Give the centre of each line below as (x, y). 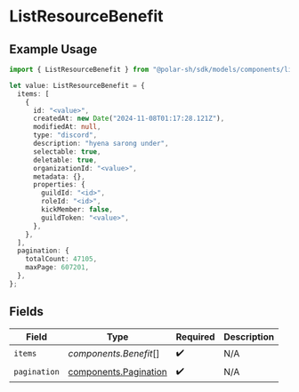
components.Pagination (117, 372)
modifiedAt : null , (67, 127)
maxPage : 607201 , (57, 268)
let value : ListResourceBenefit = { (77, 85)
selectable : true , (67, 152)
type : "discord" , (65, 135)
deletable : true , (65, 160)
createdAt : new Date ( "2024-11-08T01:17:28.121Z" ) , (129, 119)
